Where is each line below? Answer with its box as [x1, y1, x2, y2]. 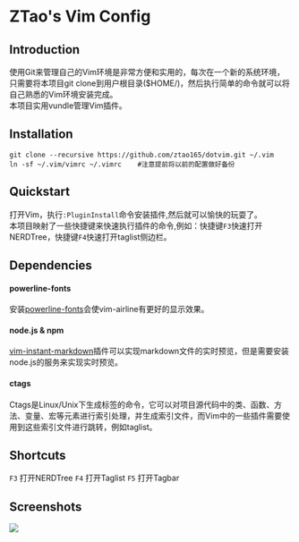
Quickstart [9, 184, 71, 199]
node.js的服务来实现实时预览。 [9, 357, 124, 368]
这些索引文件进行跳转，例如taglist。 [24, 421, 158, 432]
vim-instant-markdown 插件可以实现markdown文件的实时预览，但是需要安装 [9, 346, 289, 357]
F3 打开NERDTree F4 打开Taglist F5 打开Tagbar [9, 472, 180, 484]
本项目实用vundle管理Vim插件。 [9, 100, 127, 111]
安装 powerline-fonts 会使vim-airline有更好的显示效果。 [9, 304, 209, 315]
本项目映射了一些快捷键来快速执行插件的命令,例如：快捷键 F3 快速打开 [9, 220, 263, 231]
